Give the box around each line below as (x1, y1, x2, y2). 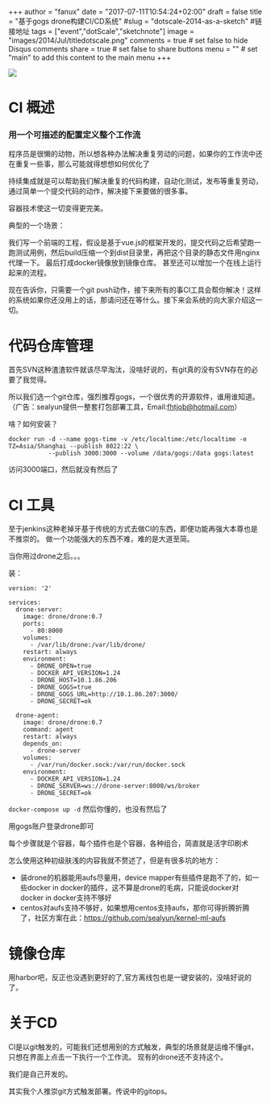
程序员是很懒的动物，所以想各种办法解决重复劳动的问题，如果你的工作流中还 (8, 149, 263, 159)
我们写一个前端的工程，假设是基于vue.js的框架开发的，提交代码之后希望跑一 (8, 238, 262, 248)
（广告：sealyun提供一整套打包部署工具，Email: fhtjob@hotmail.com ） (8, 402, 242, 412)
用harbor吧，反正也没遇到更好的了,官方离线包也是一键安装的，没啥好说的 (8, 973, 252, 982)
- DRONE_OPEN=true (29, 662, 92, 670)
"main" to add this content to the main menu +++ (8, 52, 172, 62)
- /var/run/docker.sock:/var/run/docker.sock (29, 761, 186, 769)
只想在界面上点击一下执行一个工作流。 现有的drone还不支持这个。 (8, 1052, 228, 1062)
